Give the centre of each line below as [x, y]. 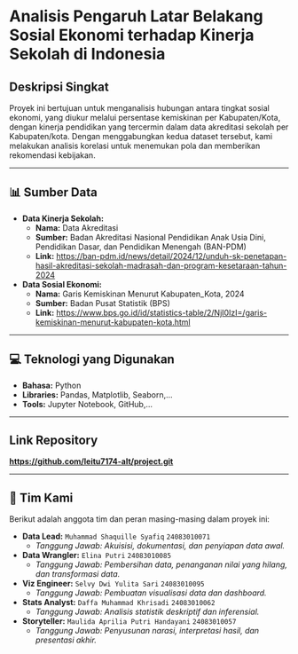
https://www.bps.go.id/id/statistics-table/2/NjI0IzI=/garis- [162, 312]
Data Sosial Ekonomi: [62, 284]
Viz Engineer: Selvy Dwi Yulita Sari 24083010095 [113, 584]
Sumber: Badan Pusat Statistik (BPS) [103, 303]
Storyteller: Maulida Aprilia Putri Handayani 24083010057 [129, 621]
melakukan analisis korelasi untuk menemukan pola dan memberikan [135, 146]
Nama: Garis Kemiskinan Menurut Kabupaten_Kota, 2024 [140, 294]
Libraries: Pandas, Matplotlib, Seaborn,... [97, 394]
